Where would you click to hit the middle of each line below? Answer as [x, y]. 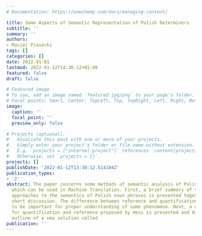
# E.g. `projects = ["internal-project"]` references [78, 151]
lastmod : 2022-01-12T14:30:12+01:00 [52, 67]
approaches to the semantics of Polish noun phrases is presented [96, 196]
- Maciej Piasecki [29, 45]
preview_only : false [37, 123]
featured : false [26, 73]
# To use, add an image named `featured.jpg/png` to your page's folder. [101, 95]
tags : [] [17, 51]
